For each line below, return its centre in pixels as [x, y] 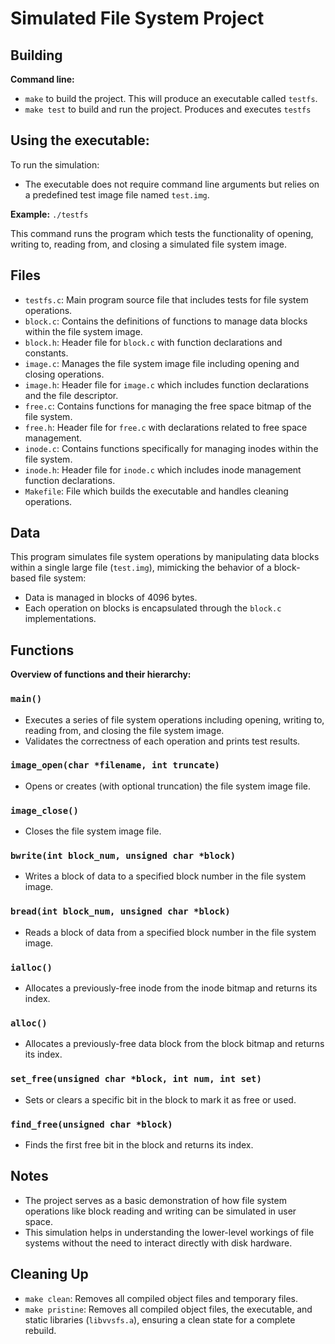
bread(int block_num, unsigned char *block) [120, 911]
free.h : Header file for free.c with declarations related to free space [166, 427]
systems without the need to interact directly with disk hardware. [158, 1243]
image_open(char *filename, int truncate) [115, 765]
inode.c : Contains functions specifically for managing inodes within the [171, 448]
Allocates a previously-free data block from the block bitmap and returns [174, 1044]
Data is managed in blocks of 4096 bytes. [111, 598]
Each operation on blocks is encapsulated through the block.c [153, 608]
